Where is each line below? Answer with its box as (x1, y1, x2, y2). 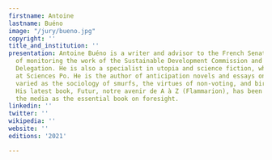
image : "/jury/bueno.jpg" (8, 27, 96, 35)
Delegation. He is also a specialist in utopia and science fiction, (15, 65, 255, 73)
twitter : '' (8, 110, 49, 118)
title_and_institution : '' (8, 42, 100, 50)
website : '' (8, 124, 49, 133)
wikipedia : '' (8, 117, 57, 125)
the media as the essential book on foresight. (15, 95, 180, 103)
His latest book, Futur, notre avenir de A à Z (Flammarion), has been (15, 86, 263, 95)
